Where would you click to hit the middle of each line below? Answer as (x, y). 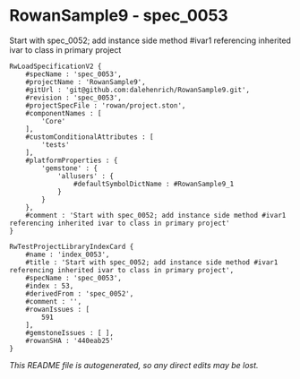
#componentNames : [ (64, 113)
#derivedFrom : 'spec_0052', (80, 293)
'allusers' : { (86, 176)
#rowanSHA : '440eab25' (70, 340)
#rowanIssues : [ (58, 309)
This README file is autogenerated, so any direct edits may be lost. (134, 365)
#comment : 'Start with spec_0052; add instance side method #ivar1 (156, 215)
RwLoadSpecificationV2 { (56, 66)
